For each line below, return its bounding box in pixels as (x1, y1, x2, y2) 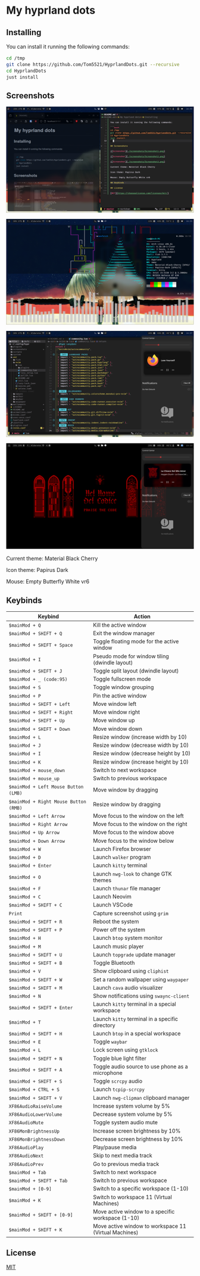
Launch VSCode (93, 901, 133, 908)
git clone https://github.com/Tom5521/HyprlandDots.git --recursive (6, 61, 180, 67)
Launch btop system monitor (93, 934, 162, 942)
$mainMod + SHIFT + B (8, 961, 62, 967)
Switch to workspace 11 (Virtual (93, 1193, 173, 1200)
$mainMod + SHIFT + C (8, 902, 62, 908)
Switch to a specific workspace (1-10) (93, 1185, 189, 1192)
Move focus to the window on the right (93, 821, 187, 828)
